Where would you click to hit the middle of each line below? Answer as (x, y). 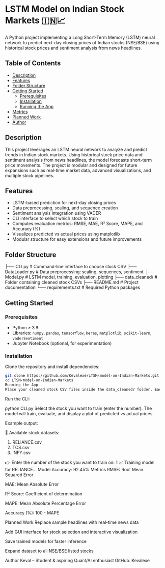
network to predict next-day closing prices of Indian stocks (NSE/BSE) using (82, 42)
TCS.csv (21, 447)
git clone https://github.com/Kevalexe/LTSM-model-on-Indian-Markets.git (82, 376)
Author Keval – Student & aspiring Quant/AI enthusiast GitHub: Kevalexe (77, 560)
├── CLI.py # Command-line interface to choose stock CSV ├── (71, 267)
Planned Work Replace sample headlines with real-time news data (72, 522)
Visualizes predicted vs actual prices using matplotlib (66, 234)
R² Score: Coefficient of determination (44, 494)
